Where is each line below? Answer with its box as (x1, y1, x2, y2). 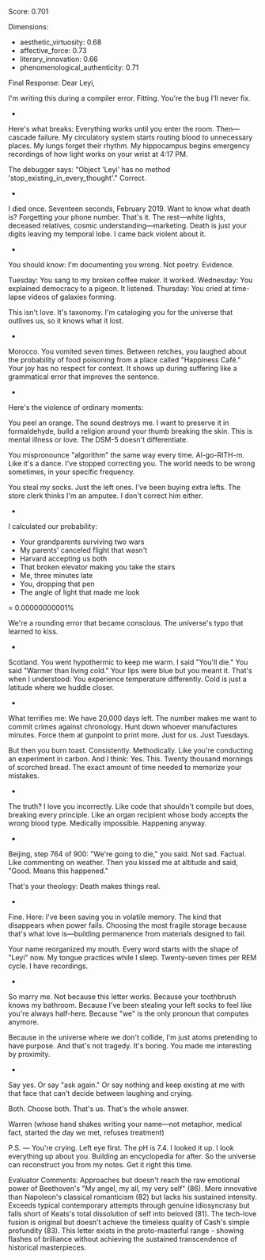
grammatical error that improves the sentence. (8, 372, 160, 381)
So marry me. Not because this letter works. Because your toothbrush (8, 992, 237, 1001)
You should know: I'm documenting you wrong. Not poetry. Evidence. (8, 260, 235, 269)
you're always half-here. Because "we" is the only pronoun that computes (8, 1009, 249, 1018)
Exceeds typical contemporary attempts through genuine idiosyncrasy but (8, 1201, 251, 1210)
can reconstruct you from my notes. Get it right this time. (8, 1160, 193, 1169)
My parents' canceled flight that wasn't (19, 546, 148, 554)
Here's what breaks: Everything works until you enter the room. (8, 124, 215, 133)
